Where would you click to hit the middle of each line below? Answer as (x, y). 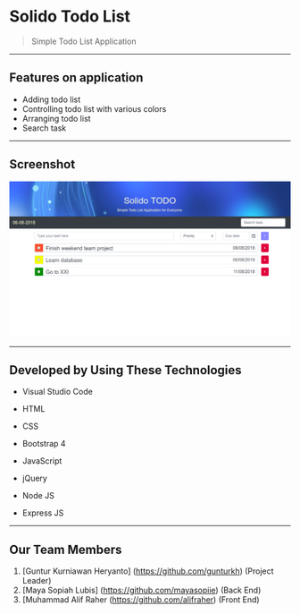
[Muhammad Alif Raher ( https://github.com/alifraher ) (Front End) (141, 600)
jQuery (34, 478)
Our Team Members (66, 549)
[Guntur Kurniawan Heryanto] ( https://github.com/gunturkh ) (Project (148, 571)
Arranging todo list (56, 118)
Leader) (37, 581)
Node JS (38, 496)
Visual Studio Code (58, 392)
